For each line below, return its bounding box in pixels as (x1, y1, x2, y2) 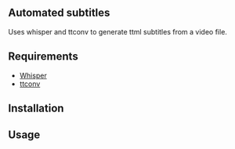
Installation (8, 102, 64, 115)
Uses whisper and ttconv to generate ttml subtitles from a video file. (8, 27, 227, 36)
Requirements (8, 50, 78, 64)
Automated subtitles (8, 6, 110, 20)
